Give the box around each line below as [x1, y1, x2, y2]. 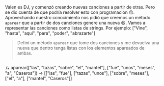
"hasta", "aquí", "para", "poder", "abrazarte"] [5, 30, 96, 36]
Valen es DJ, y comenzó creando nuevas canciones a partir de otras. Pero [5, 4, 155, 10]
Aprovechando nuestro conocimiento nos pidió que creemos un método [5, 15, 151, 20]
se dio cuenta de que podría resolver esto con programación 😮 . [5, 9, 135, 15]
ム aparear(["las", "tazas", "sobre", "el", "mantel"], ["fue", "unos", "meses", [5, 65, 156, 70]
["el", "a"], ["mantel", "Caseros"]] [5, 76, 72, 81]
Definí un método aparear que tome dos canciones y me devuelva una [17, 40, 160, 46]
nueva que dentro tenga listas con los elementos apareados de [17, 45, 145, 51]
